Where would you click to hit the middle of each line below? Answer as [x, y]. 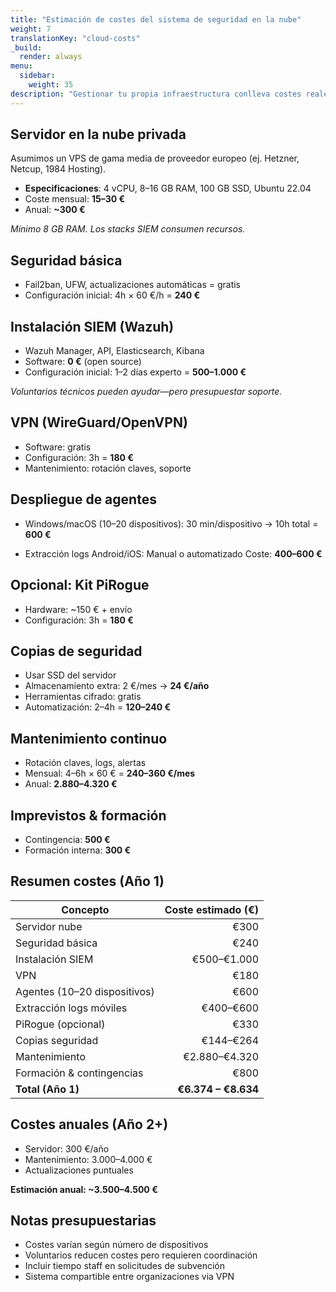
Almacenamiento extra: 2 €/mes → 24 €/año [117, 686]
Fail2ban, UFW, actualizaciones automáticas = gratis [132, 285]
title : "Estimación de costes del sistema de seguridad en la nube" [156, 19]
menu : [21, 66]
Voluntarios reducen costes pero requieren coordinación [141, 1255]
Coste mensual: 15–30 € [75, 199]
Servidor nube [49, 926]
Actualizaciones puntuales [79, 1170]
